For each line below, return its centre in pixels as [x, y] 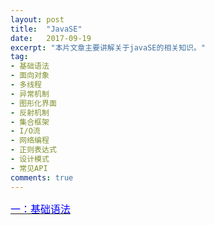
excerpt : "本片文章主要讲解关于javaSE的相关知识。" [108, 47]
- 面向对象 [30, 76]
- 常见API [29, 168]
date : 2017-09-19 [51, 38]
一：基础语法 [41, 209]
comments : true [42, 177]
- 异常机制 [30, 94]
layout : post [37, 19]
